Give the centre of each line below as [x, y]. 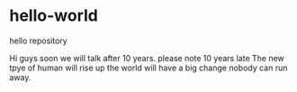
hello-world [54, 16]
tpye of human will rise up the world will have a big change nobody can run [148, 68]
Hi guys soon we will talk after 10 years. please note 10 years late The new [147, 58]
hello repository [38, 41]
